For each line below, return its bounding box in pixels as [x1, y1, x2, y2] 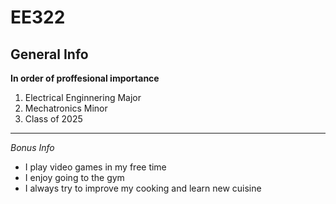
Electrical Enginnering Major [24, 92, 142, 103]
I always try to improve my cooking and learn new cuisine [24, 182, 262, 194]
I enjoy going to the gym [24, 172, 125, 183]
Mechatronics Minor [24, 102, 108, 114]
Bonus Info [10, 142, 55, 153]
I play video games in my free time [24, 161, 167, 173]
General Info [10, 46, 89, 63]
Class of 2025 [24, 113, 83, 125]
